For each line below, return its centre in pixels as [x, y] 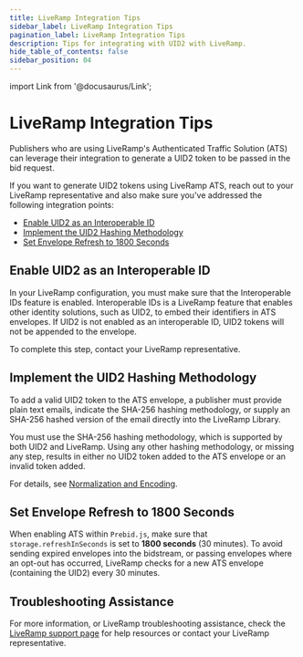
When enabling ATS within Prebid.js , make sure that [109, 534]
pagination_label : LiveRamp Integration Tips [97, 35]
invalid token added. [47, 465]
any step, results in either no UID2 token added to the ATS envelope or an [147, 456]
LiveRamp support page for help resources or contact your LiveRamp [140, 633]
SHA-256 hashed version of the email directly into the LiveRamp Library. [145, 419]
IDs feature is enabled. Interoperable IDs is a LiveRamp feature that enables [151, 302]
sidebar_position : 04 [51, 60]
